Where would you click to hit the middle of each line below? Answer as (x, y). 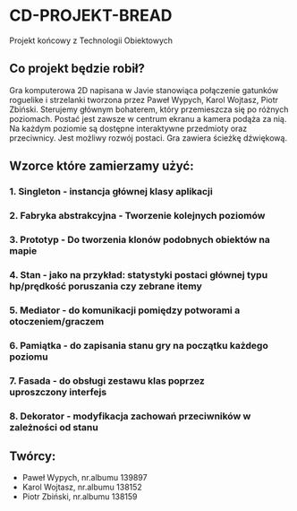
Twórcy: (33, 456)
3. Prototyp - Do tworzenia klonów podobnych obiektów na (140, 239)
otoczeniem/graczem (57, 321)
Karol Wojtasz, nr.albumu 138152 (82, 487)
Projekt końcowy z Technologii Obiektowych (91, 40)
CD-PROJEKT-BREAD (91, 16)
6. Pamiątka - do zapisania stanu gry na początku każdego (139, 345)
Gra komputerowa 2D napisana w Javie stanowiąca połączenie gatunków (144, 90)
